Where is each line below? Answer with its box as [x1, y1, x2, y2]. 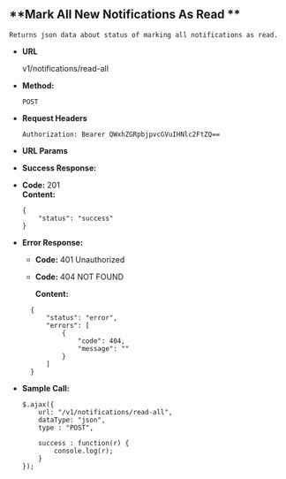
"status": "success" [38, 214, 114, 223]
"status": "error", [45, 313, 117, 322]
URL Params [21, 145, 68, 156]
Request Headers [21, 112, 88, 123]
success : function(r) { [38, 438, 130, 447]
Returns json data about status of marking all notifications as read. [9, 30, 278, 39]
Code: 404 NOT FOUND [34, 271, 124, 282]
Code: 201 [21, 179, 60, 190]
